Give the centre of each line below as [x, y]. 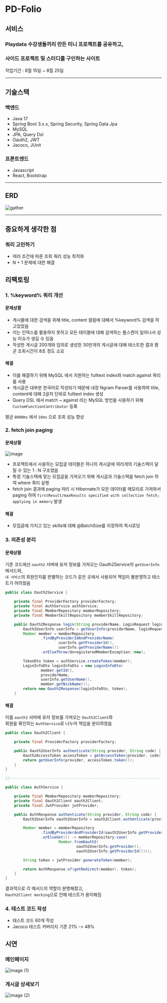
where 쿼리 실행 [34, 483]
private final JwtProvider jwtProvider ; [56, 805]
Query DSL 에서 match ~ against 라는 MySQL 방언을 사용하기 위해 [78, 400]
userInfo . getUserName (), [66, 679]
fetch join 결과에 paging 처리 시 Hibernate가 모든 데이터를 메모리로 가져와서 [86, 489]
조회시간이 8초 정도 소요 [41, 351]
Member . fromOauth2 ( [79, 842]
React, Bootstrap [30, 175]
